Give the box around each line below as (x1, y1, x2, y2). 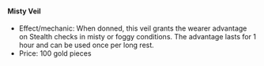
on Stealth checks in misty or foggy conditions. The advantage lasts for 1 (18, 32, 257, 42)
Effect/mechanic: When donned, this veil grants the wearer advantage (18, 24, 247, 33)
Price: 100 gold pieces (18, 49, 92, 58)
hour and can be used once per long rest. (18, 40, 155, 50)
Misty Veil (7, 6, 41, 16)
